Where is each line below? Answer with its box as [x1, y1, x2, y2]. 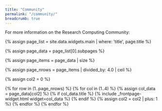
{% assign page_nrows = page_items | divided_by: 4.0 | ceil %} [5, 67, 132, 73]
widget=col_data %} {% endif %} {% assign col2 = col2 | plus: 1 [30, 96, 158, 102]
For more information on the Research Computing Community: [5, 30, 130, 35]
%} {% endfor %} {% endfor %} [5, 101, 69, 107]
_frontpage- [117, 91, 142, 97]
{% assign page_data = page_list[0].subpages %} [5, 48, 105, 54]
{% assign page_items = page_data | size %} [5, 58, 95, 63]
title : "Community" [5, 7, 45, 12]
